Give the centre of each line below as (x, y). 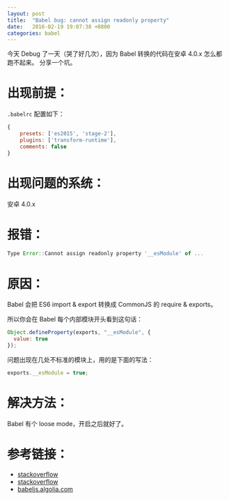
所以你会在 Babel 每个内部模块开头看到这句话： (75, 319)
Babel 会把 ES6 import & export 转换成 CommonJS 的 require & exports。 (112, 305)
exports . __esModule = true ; (48, 373)
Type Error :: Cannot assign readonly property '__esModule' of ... (105, 254)
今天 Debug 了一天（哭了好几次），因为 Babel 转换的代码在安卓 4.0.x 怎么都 (115, 54)
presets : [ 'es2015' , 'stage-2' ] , (68, 134)
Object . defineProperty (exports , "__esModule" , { (79, 333)
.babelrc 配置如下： (36, 114)
